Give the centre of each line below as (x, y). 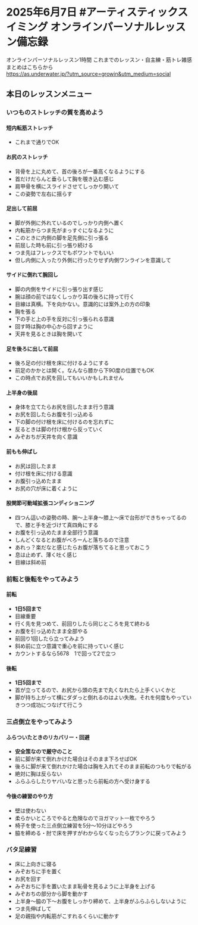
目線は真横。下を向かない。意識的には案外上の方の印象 (82, 304)
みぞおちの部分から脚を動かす (51, 893)
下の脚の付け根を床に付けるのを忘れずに (64, 422)
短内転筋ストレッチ (30, 128)
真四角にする (83, 524)
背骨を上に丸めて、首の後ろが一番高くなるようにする (80, 171)
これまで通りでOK (37, 142)
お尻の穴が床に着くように (46, 488)
